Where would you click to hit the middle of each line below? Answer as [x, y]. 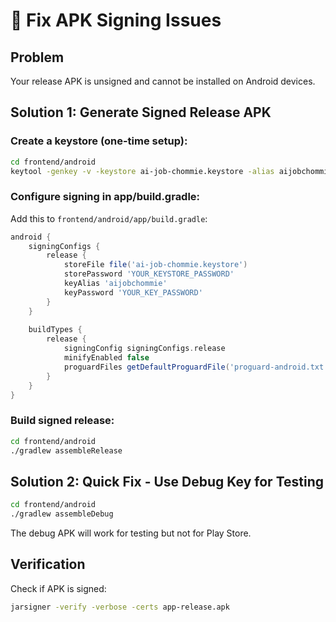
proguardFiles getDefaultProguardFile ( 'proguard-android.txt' [196, 367]
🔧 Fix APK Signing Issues [116, 20]
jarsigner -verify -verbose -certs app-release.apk [120, 607]
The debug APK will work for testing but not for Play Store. [131, 533]
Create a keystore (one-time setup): [99, 141]
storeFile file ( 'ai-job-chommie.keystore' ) [155, 265]
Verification [48, 564]
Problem [37, 57]
